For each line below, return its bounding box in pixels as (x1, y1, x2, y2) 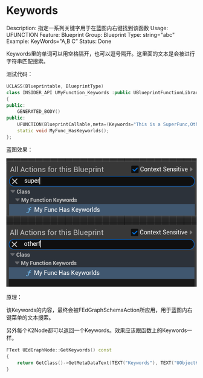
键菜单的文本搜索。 (6, 313, 54, 321)
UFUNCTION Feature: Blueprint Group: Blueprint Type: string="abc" (6, 31, 175, 38)
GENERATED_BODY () (17, 109, 61, 115)
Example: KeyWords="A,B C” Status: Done (6, 37, 112, 45)
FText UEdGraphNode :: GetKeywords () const (6, 347, 112, 353)
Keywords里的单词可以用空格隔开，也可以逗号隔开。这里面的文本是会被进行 (6, 50, 195, 57)
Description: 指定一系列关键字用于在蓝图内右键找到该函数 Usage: (6, 24, 169, 31)
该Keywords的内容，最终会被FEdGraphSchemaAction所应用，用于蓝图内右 (6, 306, 193, 313)
